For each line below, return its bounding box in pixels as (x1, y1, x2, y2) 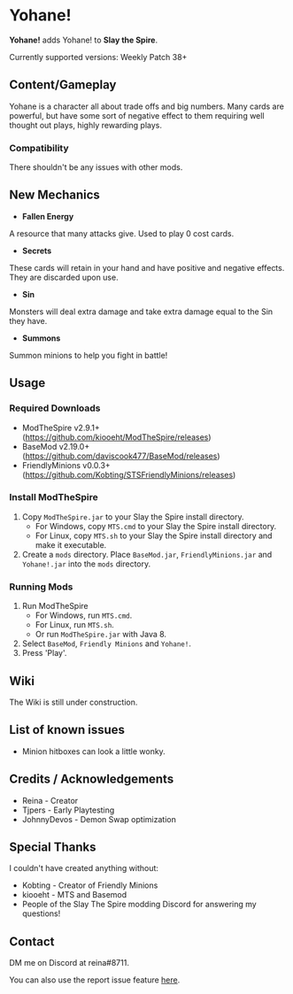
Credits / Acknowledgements (9, 772, 174, 787)
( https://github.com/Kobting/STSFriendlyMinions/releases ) (21, 469, 236, 480)
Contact (9, 934, 55, 949)
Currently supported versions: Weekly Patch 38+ (9, 51, 188, 62)
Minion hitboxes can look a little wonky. (21, 745, 166, 757)
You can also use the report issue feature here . (9, 975, 181, 985)
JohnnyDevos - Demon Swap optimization (21, 813, 177, 824)
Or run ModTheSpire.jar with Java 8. (35, 629, 166, 640)
